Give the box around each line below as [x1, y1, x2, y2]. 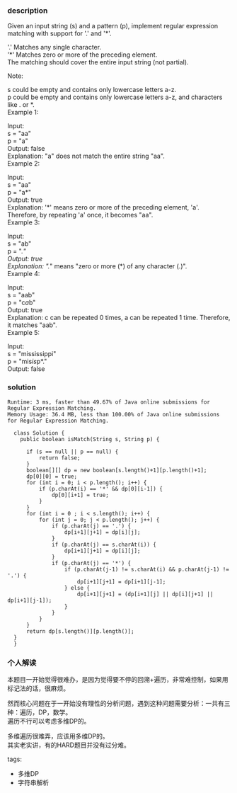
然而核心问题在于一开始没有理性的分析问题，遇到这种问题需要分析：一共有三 [7, 699, 231, 707]
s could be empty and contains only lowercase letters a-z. [7, 86, 177, 94]
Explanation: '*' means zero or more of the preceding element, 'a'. [7, 203, 200, 212]
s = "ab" [7, 239, 32, 248]
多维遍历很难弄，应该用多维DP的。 [7, 731, 110, 740]
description [7, 6, 48, 16]
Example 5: [7, 329, 40, 337]
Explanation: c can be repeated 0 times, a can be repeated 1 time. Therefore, [7, 314, 231, 322]
